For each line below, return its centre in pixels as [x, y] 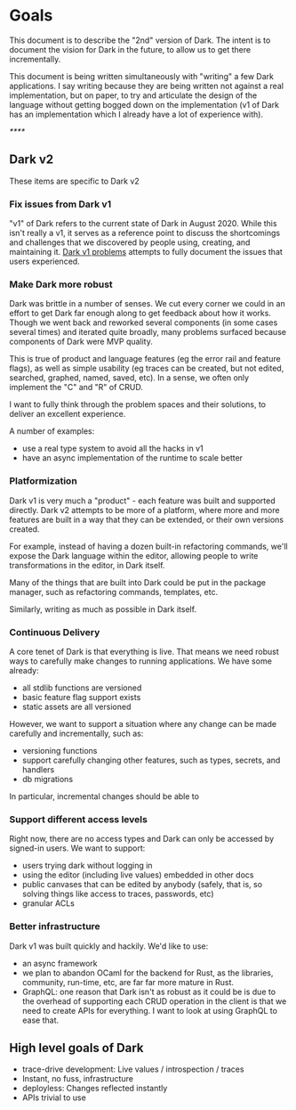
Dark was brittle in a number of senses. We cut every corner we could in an [148, 304]
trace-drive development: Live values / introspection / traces [133, 1069]
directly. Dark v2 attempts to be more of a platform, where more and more [144, 510]
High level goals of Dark [76, 1048]
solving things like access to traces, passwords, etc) [118, 894]
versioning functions [60, 750]
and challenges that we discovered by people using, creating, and [130, 242]
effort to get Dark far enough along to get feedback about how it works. [140, 314]
